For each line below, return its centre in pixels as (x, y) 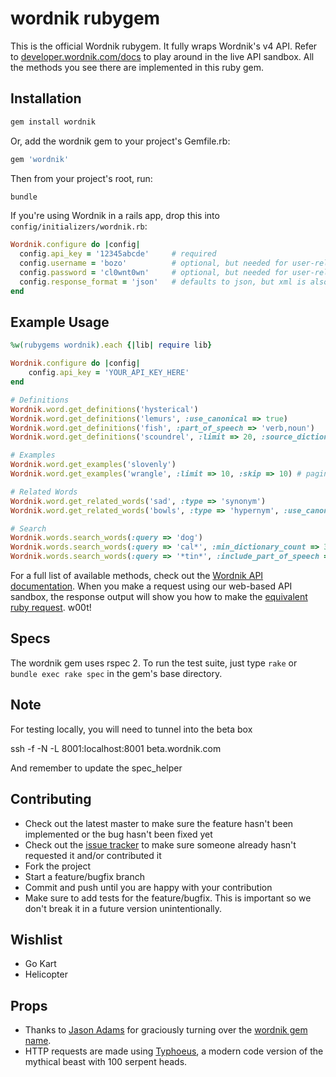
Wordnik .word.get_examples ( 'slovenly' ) (93, 465)
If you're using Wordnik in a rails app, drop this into (115, 216)
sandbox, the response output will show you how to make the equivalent (159, 597)
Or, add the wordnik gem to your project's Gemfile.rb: (120, 141)
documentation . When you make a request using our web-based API (151, 586)
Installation (46, 98)
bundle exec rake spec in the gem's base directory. (116, 673)
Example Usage (60, 322)
